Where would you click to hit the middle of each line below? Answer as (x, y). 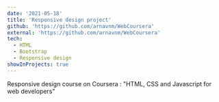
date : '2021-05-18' (35, 13)
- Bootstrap (30, 52)
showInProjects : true (38, 64)
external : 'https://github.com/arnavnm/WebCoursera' (84, 33)
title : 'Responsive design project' (59, 20)
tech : (15, 39)
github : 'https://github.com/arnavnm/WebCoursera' (81, 26)
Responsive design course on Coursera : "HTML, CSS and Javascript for (109, 84)
